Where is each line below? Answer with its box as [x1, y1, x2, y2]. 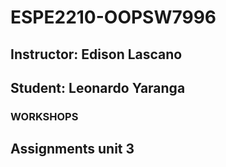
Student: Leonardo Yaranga [10, 79, 186, 96]
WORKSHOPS [10, 109, 79, 123]
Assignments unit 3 [10, 141, 135, 158]
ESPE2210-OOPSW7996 [10, 6, 217, 29]
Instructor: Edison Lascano [10, 46, 183, 63]
